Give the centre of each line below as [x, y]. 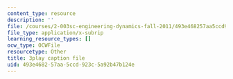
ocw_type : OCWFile [34, 45]
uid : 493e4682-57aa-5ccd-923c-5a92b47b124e [71, 65]
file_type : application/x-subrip [55, 33]
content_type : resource [42, 13]
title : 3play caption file [46, 58]
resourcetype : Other [37, 52]
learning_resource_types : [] [49, 39]
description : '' [31, 20]
